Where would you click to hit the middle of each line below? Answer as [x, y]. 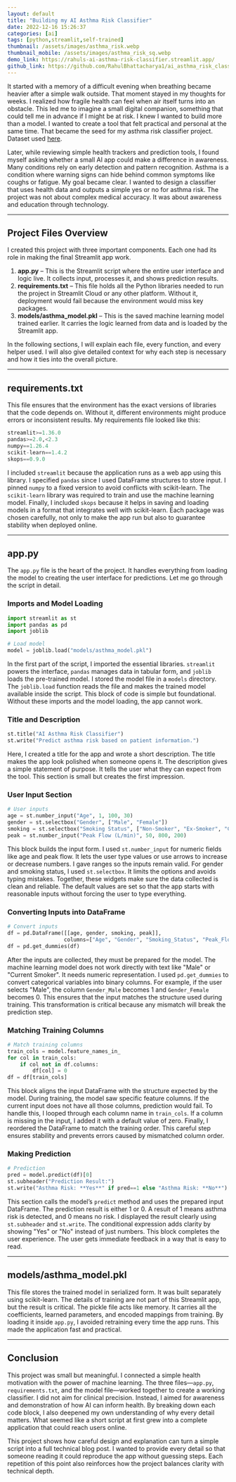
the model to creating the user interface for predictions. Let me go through [115, 578]
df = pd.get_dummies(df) [44, 946]
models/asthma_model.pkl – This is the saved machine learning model [121, 316]
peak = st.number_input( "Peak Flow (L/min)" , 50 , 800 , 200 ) [97, 835]
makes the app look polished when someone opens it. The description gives [118, 762]
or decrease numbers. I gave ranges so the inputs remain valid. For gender [115, 864]
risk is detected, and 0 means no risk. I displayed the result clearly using [112, 1216]
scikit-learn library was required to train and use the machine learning [111, 495]
